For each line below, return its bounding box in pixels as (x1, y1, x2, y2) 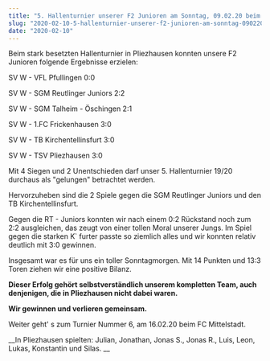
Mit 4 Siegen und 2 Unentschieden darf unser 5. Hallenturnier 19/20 (8, 166, 233, 176)
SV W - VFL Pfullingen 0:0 (8, 73, 95, 83)
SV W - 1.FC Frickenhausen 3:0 (8, 120, 112, 129)
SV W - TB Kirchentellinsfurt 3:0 (8, 135, 115, 145)
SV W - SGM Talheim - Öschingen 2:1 (8, 104, 133, 113)
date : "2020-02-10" (8, 27, 74, 35)
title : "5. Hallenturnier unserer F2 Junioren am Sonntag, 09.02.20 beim (8, 11, 261, 20)
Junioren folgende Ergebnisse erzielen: (8, 57, 138, 67)
